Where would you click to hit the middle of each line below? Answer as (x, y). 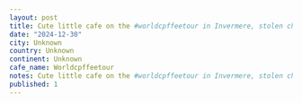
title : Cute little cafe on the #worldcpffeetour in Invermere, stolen (146, 26)
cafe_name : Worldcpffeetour (62, 68)
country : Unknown (42, 51)
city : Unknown (36, 43)
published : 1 (34, 84)
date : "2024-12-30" (46, 34)
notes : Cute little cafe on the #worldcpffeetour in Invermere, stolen (146, 76)
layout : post (34, 17)
